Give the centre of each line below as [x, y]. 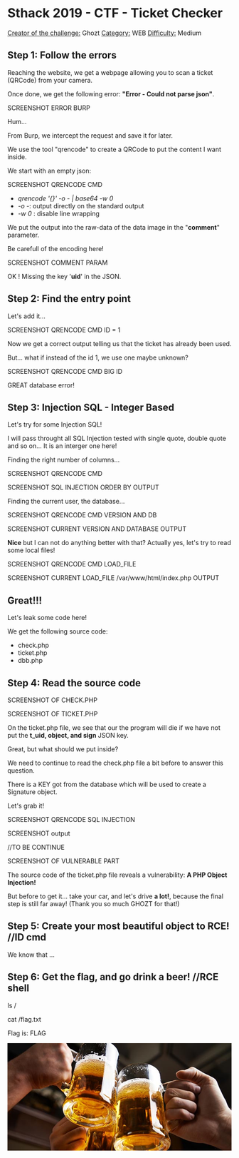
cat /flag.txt [24, 1019]
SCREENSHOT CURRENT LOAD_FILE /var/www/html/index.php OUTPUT [113, 578]
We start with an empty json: [49, 171]
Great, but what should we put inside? [63, 749]
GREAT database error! [41, 385]
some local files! [31, 550]
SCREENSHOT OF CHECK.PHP [53, 700]
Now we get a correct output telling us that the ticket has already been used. [119, 343]
